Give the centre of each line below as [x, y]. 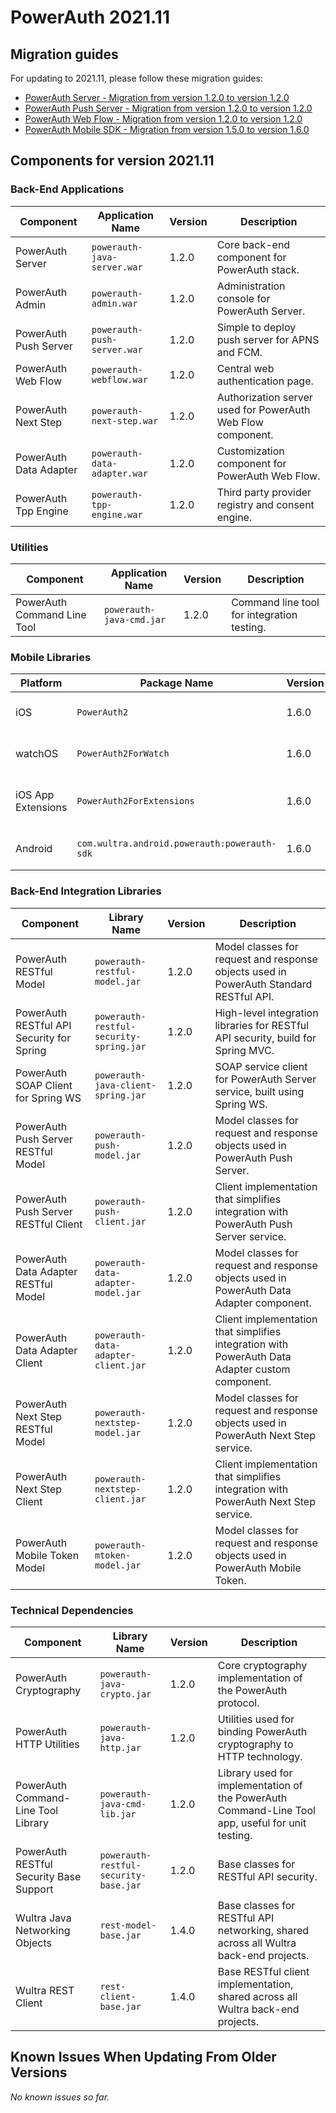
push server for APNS [268, 339]
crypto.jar [125, 1694]
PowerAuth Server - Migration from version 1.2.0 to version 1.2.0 [157, 97]
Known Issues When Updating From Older [143, 2057]
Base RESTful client [263, 1971]
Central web [245, 368]
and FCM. [239, 352]
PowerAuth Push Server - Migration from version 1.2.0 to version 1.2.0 [168, 108]
